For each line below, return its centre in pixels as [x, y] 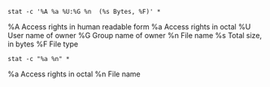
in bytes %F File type [43, 44]
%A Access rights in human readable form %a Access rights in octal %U [129, 27]
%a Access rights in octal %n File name [74, 74]
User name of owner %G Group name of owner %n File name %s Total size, [135, 35]
